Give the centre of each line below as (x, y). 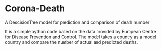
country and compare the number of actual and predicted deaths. (72, 42)
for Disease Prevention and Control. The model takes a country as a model (81, 37)
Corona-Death (35, 9)
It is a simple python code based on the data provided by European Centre (80, 31)
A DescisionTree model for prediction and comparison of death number (77, 22)
